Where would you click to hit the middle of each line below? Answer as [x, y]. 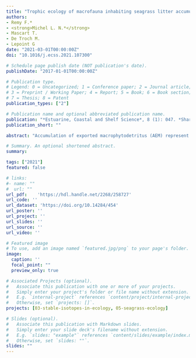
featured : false [26, 168]
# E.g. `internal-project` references [56, 297]
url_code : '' [22, 200]
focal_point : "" [31, 265]
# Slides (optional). [32, 319]
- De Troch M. [23, 39]
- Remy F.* [19, 22]
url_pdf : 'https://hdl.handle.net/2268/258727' [69, 195]
